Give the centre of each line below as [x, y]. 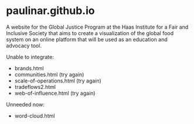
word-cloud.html [35, 116]
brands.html [29, 68]
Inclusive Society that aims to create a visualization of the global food [90, 33]
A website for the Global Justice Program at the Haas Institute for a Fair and [97, 27]
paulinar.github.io [50, 11]
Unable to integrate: [30, 57]
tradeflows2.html [35, 87]
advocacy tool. [24, 46]
